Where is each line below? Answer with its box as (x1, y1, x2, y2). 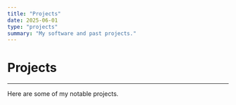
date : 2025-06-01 (7, 17, 58, 24)
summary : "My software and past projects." (7, 29, 137, 37)
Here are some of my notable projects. (7, 90, 119, 98)
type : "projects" (7, 23, 58, 30)
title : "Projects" (7, 10, 61, 17)
